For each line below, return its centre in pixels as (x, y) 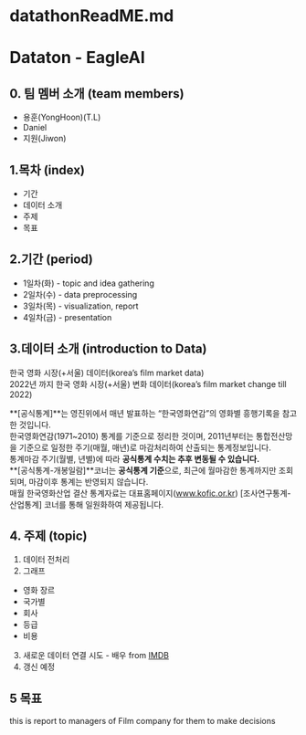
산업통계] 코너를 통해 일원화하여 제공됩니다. (87, 504)
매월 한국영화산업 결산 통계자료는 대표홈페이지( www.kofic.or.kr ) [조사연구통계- (150, 493)
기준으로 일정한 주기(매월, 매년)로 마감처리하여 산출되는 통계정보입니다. (145, 447)
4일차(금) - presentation (67, 317)
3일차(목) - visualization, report (80, 306)
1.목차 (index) (47, 170)
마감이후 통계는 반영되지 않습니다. (89, 481)
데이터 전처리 (46, 560)
